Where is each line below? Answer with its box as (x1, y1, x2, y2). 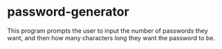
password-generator (7, 4, 129, 20)
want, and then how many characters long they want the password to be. (7, 33, 216, 42)
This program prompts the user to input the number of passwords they (7, 27, 209, 35)
